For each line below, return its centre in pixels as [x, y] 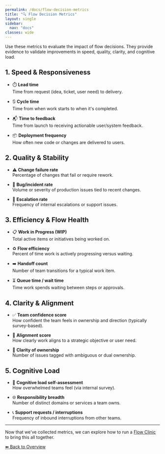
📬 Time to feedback [34, 118]
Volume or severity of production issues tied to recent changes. [77, 189]
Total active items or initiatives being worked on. [61, 239]
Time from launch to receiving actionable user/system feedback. [78, 125]
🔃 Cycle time [26, 101]
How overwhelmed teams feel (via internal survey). [64, 388]
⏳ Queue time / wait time [38, 280]
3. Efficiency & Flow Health [47, 220]
